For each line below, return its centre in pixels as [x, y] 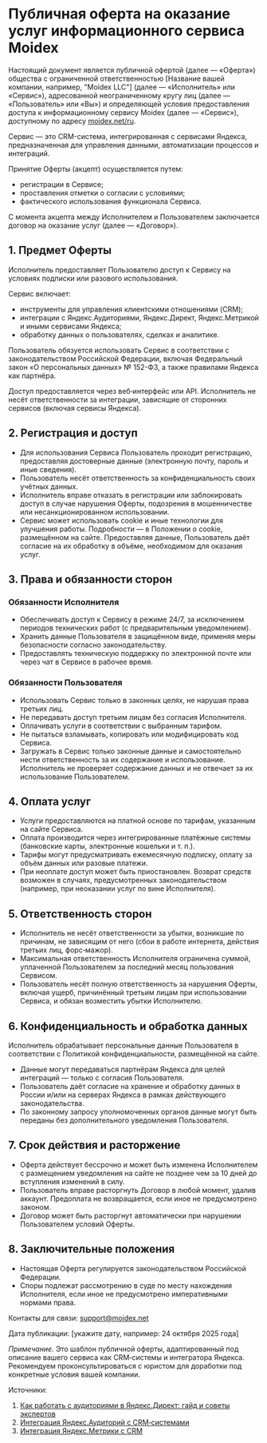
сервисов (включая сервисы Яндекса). [75, 407]
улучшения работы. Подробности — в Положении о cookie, [121, 529]
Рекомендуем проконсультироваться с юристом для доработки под [125, 1365]
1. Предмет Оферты [60, 250]
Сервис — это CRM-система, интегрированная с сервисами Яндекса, [128, 136]
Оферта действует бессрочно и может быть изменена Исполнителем [139, 1164]
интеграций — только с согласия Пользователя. [102, 1077]
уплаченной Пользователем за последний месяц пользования [127, 967]
